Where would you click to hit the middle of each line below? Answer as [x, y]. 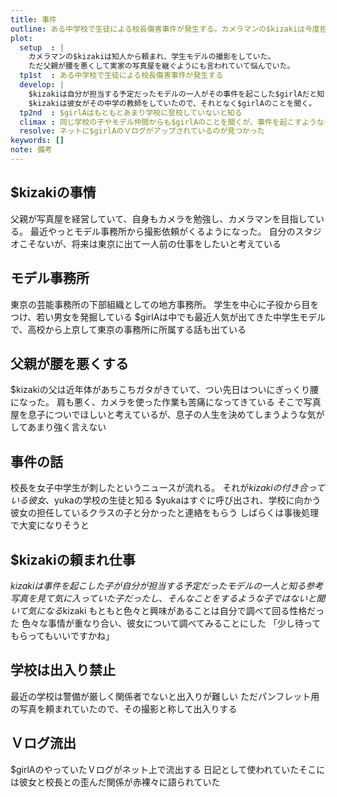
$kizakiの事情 [53, 192]
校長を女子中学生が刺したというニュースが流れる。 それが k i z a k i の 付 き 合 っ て [167, 488]
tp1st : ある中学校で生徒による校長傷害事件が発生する [121, 76]
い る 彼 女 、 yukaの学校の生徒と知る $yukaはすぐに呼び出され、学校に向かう [166, 500]
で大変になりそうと [50, 525]
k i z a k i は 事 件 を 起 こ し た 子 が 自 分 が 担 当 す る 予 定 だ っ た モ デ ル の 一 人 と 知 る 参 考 [167, 585]
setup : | [42, 47]
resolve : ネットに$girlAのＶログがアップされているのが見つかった [142, 131]
